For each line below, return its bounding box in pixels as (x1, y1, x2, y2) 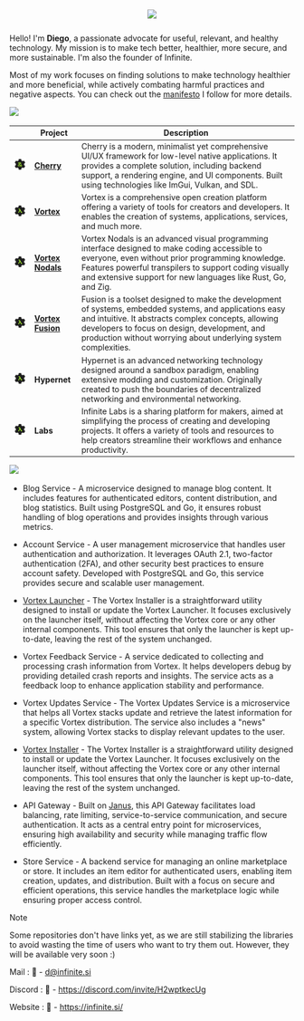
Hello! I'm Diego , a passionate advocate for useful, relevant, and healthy (9, 33, 279, 43)
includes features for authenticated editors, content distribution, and (22, 493, 278, 504)
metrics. (22, 522, 54, 533)
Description (163, 128, 209, 139)
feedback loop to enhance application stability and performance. (22, 680, 264, 691)
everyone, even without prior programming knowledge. (81, 253, 286, 264)
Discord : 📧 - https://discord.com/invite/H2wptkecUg (9, 984, 206, 995)
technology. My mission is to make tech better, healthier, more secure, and (9, 42, 288, 53)
